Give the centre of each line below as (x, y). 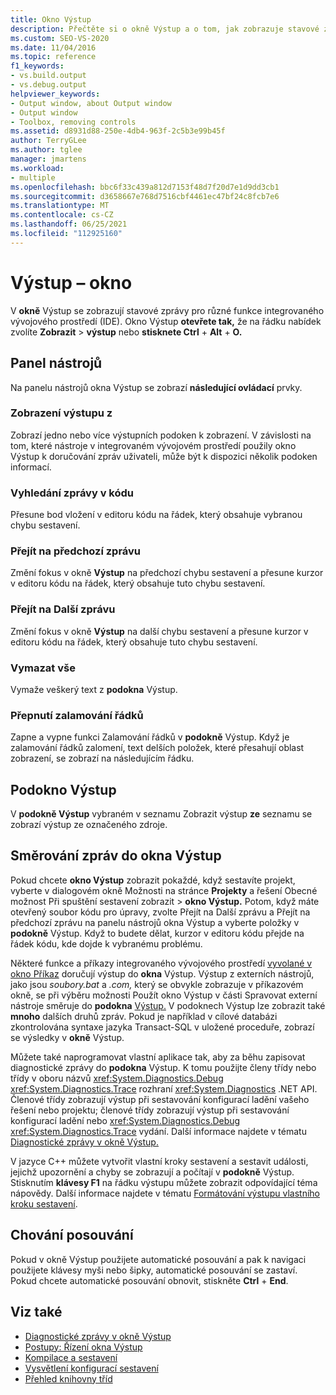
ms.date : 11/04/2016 (53, 47)
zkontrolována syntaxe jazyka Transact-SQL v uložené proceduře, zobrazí (162, 1027)
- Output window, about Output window (91, 103)
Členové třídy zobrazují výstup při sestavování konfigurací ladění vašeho (160, 1099)
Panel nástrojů (56, 363)
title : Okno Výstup (51, 19)
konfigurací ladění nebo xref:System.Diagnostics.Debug (125, 1120)
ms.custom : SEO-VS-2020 (60, 38)
